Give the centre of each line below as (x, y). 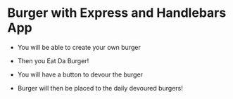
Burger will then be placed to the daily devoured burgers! (100, 88)
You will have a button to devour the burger (80, 74)
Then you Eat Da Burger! (53, 60)
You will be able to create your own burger (79, 47)
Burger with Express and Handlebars (117, 13)
